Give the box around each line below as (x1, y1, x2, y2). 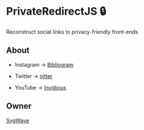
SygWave (6, 116, 30, 124)
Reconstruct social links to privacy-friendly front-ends (6, 28, 138, 35)
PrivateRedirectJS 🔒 (6, 5, 107, 18)
